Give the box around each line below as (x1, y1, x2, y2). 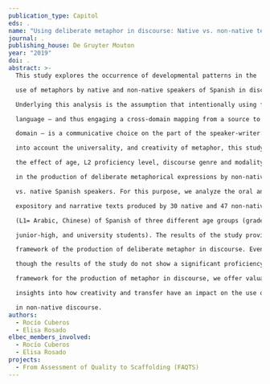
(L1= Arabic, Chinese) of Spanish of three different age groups (15, 216, 239, 225)
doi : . (8, 57, 31, 65)
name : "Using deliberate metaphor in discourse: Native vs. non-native (8, 27, 253, 35)
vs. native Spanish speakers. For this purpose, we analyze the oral (15, 187, 253, 195)
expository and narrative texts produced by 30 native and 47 (15, 202, 228, 210)
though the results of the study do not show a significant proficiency (15, 260, 264, 268)
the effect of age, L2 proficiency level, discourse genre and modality (15, 158, 264, 167)
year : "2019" (8, 49, 52, 57)
